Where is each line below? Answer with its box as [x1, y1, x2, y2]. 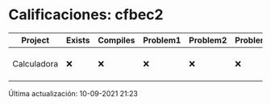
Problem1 [142, 34, 181, 46]
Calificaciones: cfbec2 [8, 6, 164, 24]
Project [21, 34, 50, 46]
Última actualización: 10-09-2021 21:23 [8, 88, 139, 98]
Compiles [98, 34, 135, 46]
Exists [65, 34, 90, 46]
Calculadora [12, 58, 59, 69]
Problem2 [189, 34, 227, 46]
